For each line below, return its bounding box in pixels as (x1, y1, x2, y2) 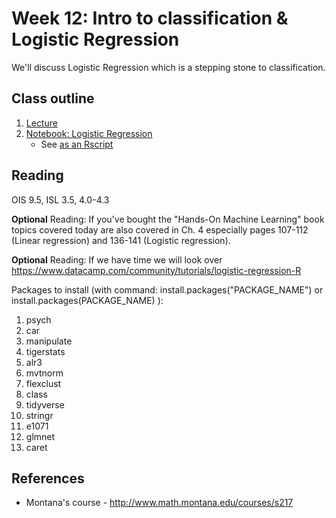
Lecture (25, 117, 58, 129)
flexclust (25, 377, 62, 389)
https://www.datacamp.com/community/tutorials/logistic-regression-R (11, 264, 302, 276)
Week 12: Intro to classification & (11, 7, 289, 30)
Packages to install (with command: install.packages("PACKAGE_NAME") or (11, 283, 324, 296)
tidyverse (25, 398, 65, 411)
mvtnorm (25, 367, 64, 379)
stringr (25, 409, 54, 421)
